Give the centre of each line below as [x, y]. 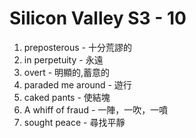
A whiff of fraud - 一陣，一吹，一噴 [96, 109]
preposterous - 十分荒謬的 [77, 47]
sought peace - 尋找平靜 [74, 122]
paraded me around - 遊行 [77, 84]
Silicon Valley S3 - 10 [98, 18]
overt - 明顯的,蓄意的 [67, 72]
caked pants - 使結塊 [67, 97]
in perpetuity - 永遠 [63, 59]
